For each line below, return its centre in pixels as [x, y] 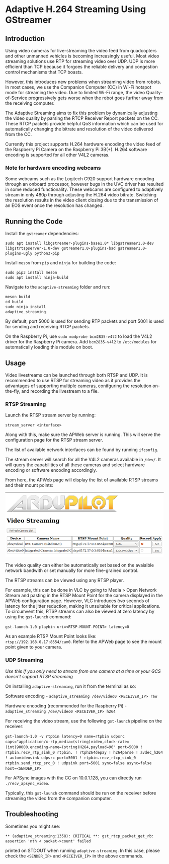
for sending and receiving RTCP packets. [48, 327]
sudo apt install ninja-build [37, 278]
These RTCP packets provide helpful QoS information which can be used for [84, 124]
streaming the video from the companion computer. [59, 798]
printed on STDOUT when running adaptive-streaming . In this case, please [82, 850]
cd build [14, 302]
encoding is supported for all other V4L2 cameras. [57, 155]
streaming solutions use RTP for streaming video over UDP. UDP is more [80, 61]
